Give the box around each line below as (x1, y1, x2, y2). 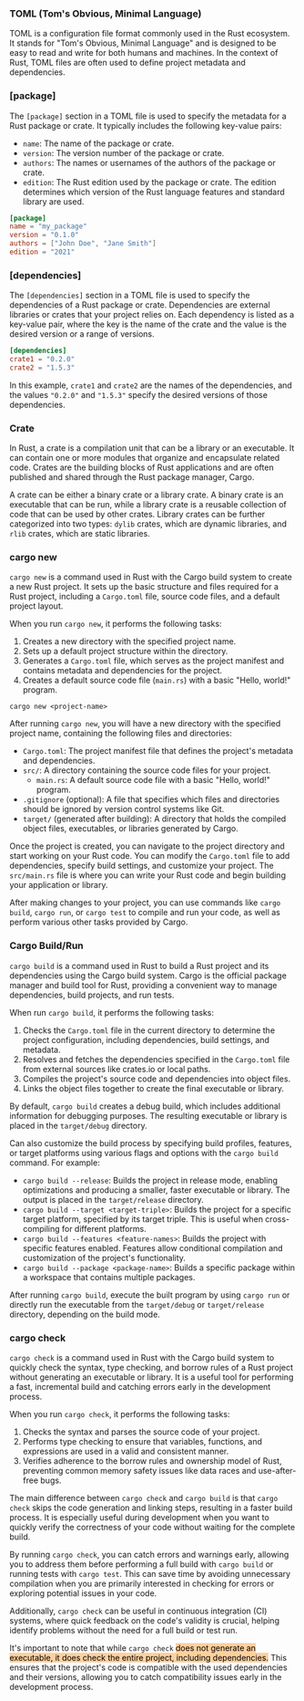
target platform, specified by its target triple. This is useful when (22, 1213, 264, 1225)
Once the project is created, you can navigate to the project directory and (9, 840, 285, 851)
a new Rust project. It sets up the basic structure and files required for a (9, 581, 279, 592)
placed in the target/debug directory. (9, 1120, 147, 1131)
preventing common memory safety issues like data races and (22, 1466, 257, 1477)
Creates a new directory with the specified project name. (22, 636, 237, 647)
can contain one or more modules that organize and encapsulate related (9, 453, 280, 464)
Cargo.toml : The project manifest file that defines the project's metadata (22, 746, 294, 757)
